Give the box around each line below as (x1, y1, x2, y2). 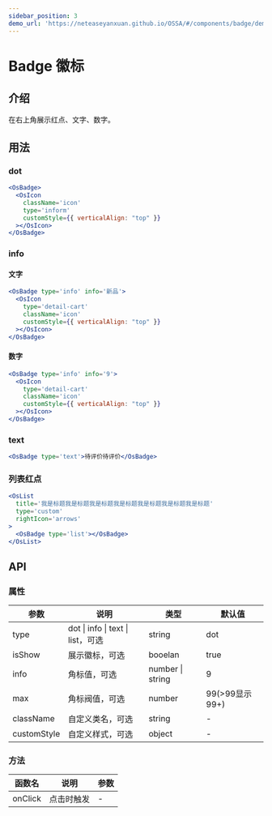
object (148, 728, 172, 740)
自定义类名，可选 (67, 714, 134, 725)
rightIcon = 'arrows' (15, 515, 82, 523)
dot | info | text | (67, 623, 129, 634)
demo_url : (8, 19, 42, 28)
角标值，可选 (67, 669, 117, 681)
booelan (148, 649, 180, 660)
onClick (12, 793, 42, 805)
